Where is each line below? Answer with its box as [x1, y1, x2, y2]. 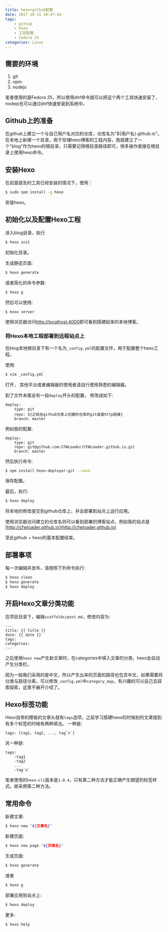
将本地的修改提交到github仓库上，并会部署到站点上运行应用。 [5, 508, 132, 514]
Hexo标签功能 [5, 700, 48, 708]
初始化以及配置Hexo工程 [5, 216, 81, 224]
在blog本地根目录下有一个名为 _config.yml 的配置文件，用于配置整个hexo [5, 345, 154, 351]
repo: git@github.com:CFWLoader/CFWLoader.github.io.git [14, 444, 135, 449]
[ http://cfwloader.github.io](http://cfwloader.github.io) [5, 524, 116, 530]
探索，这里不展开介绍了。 [9, 684, 62, 690]
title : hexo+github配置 [5, 7, 53, 13]
